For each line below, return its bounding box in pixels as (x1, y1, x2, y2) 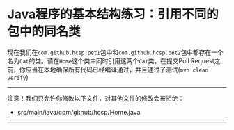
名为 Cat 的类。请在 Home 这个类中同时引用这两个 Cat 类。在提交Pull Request (7, 56, 214, 65)
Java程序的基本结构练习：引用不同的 (7, 6, 219, 22)
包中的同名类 (7, 24, 81, 40)
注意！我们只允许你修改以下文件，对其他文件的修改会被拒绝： (7, 94, 185, 102)
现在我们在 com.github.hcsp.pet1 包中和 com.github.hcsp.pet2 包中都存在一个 (7, 48, 224, 56)
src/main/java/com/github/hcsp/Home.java (17, 108, 141, 116)
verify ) (7, 73, 29, 81)
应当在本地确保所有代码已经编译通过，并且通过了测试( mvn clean (25, 65, 209, 74)
